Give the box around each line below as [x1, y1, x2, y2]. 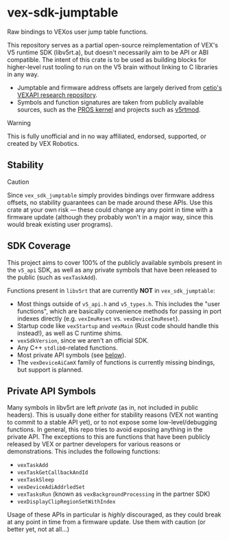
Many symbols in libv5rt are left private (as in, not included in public [7, 404, 199, 412]
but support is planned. [16, 365, 84, 374]
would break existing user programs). [7, 220, 113, 228]
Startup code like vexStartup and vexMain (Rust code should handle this [16, 321, 219, 330]
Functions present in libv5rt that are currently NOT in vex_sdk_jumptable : [7, 286, 216, 294]
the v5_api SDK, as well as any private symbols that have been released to [7, 266, 217, 274]
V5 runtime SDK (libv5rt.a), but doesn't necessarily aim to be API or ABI [7, 48, 209, 56]
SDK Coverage [7, 240, 71, 252]
